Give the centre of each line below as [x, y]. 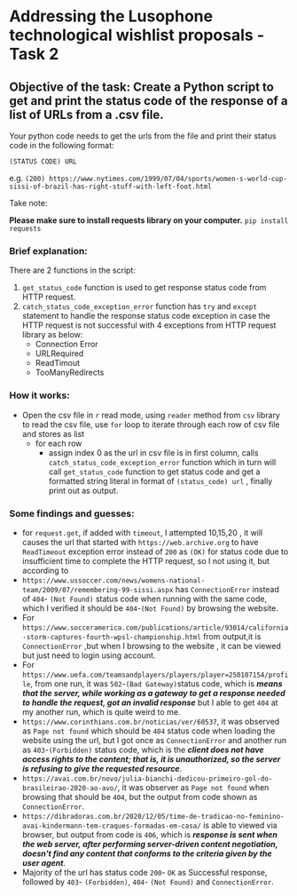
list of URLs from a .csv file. [86, 114]
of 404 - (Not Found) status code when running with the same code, [145, 599]
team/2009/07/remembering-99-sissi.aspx [98, 590]
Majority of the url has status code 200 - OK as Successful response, [145, 872]
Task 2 [34, 54]
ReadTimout [58, 363]
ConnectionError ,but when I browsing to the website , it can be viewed [151, 646]
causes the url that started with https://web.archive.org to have [140, 542]
